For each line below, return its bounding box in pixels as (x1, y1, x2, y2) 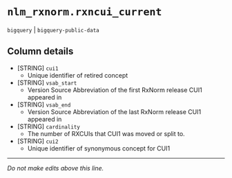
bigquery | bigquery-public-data (7, 25, 99, 34)
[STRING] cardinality (17, 122, 81, 131)
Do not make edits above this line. (7, 164, 104, 172)
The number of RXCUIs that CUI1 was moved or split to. (27, 129, 185, 137)
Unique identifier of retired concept (27, 71, 128, 79)
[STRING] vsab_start (17, 78, 77, 87)
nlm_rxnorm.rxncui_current (7, 5, 162, 19)
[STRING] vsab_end (17, 100, 71, 109)
